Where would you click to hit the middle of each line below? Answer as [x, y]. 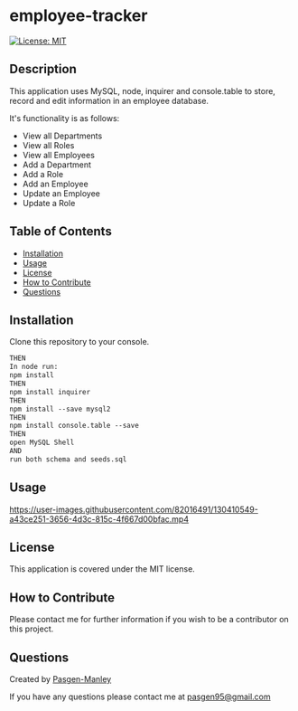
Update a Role [49, 203]
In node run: [34, 367]
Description [43, 69]
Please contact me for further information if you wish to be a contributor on [149, 620]
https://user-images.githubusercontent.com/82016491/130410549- [134, 509]
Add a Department [57, 165]
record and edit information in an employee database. [109, 100]
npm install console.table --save [74, 426]
